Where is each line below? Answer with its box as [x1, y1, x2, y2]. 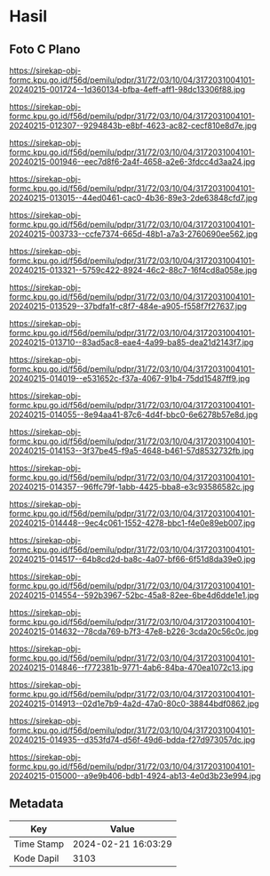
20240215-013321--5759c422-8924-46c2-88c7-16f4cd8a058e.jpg [9, 265, 258, 275]
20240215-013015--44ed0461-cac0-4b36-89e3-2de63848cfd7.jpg [9, 193, 258, 203]
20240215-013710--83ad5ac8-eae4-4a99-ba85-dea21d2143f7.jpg [9, 337, 254, 348]
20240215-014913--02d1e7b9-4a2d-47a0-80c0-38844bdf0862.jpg [9, 698, 259, 709]
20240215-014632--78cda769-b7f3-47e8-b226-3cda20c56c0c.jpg [9, 626, 259, 637]
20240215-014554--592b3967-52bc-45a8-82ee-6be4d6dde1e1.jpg [9, 590, 259, 600]
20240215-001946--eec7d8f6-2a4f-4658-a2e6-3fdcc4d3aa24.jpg [9, 157, 256, 166]
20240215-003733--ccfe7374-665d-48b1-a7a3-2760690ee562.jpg [9, 229, 258, 239]
